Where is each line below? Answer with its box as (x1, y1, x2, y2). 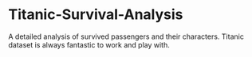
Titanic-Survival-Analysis (8, 6, 183, 24)
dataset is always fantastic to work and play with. (8, 40, 170, 49)
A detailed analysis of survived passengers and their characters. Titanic (8, 32, 245, 41)
